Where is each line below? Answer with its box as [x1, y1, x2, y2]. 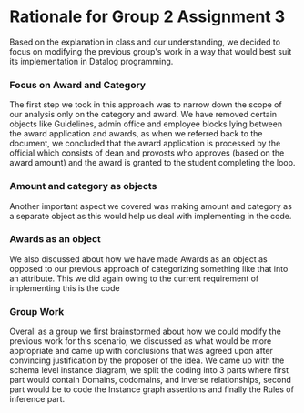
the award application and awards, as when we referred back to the [9, 128, 263, 139]
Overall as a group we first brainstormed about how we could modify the [9, 326, 282, 337]
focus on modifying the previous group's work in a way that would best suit [9, 45, 292, 56]
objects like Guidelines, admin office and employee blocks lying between [9, 118, 283, 129]
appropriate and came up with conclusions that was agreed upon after [9, 346, 273, 357]
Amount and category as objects [9, 180, 157, 193]
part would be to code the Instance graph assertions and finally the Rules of [9, 384, 294, 395]
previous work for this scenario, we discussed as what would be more [9, 336, 272, 347]
